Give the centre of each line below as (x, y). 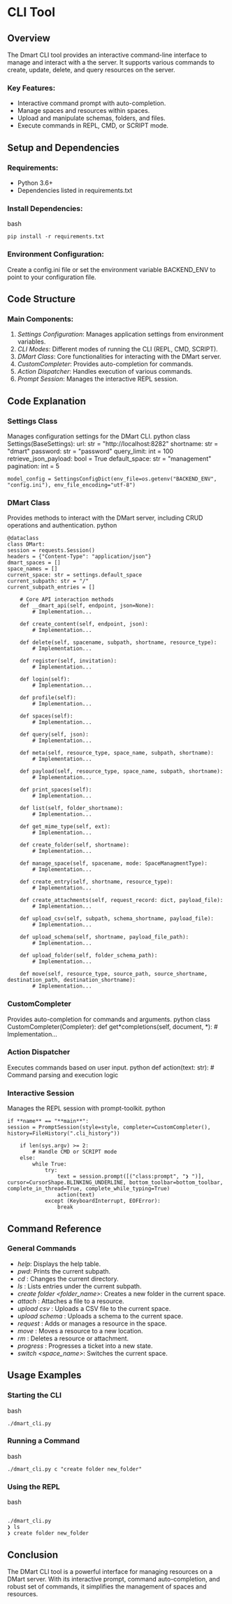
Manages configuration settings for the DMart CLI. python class (99, 436)
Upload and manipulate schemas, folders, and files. (91, 118)
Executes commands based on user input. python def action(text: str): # (111, 1067)
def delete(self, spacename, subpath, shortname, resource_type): (118, 642)
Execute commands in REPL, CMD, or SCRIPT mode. (93, 126)
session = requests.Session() (51, 551)
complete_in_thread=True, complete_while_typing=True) (89, 1189)
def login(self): (45, 680)
